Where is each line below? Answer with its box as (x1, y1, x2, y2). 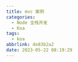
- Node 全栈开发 (11, 19, 48, 25)
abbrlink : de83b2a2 (6, 42, 54, 48)
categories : (6, 14, 35, 20)
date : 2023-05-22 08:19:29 (6, 47, 73, 53)
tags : (6, 31, 19, 37)
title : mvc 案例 (6, 8, 44, 15)
